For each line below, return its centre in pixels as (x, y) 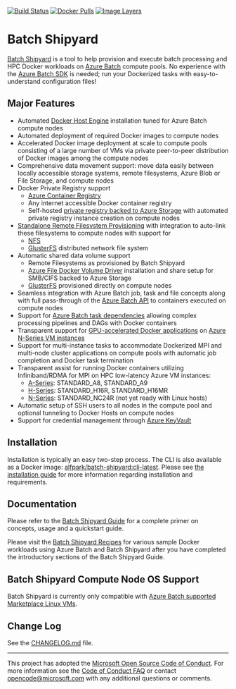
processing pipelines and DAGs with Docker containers (97, 323)
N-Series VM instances (51, 338)
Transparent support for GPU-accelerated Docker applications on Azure (122, 330)
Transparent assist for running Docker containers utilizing (100, 367)
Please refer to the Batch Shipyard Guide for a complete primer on (103, 521)
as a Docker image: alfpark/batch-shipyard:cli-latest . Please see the (106, 467)
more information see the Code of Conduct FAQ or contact (92, 671)
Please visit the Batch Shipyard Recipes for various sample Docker (104, 542)
